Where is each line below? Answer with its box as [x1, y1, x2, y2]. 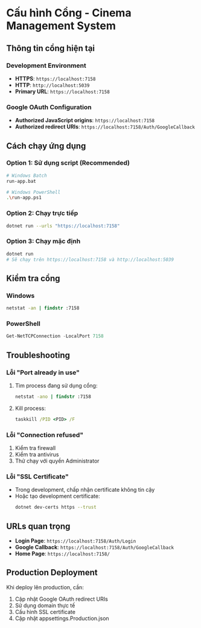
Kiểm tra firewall [14, 445, 56, 452]
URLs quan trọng [6, 521, 71, 531]
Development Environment [6, 61, 86, 70]
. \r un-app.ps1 [6, 194, 42, 201]
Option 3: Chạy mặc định [6, 237, 81, 245]
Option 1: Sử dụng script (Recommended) [6, 159, 130, 167]
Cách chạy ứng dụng [6, 140, 86, 151]
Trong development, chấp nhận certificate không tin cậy [14, 486, 155, 494]
